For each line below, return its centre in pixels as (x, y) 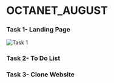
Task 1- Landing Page (39, 30)
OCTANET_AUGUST (57, 11)
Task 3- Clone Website (40, 75)
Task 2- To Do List (33, 58)
